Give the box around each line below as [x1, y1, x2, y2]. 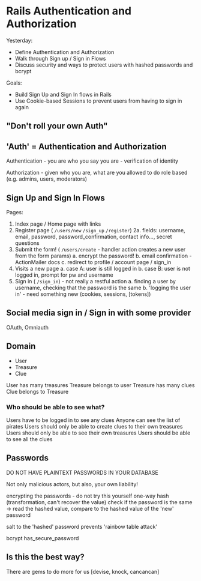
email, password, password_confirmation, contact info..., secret [14, 233, 172, 240]
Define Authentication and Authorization [14, 48, 115, 55]
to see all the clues [6, 435, 53, 442]
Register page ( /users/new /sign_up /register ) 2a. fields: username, [14, 226, 185, 233]
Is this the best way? [6, 552, 85, 562]
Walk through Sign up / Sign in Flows [14, 55, 106, 62]
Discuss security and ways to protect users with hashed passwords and [14, 61, 193, 68]
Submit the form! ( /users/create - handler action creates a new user [14, 245, 186, 253]
